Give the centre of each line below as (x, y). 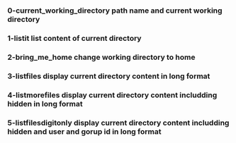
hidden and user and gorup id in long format (84, 131)
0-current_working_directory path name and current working (115, 11)
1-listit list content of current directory (74, 38)
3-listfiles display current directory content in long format (109, 76)
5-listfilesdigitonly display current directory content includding (118, 123)
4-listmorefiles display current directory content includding (112, 95)
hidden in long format (45, 104)
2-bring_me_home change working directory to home (101, 57)
